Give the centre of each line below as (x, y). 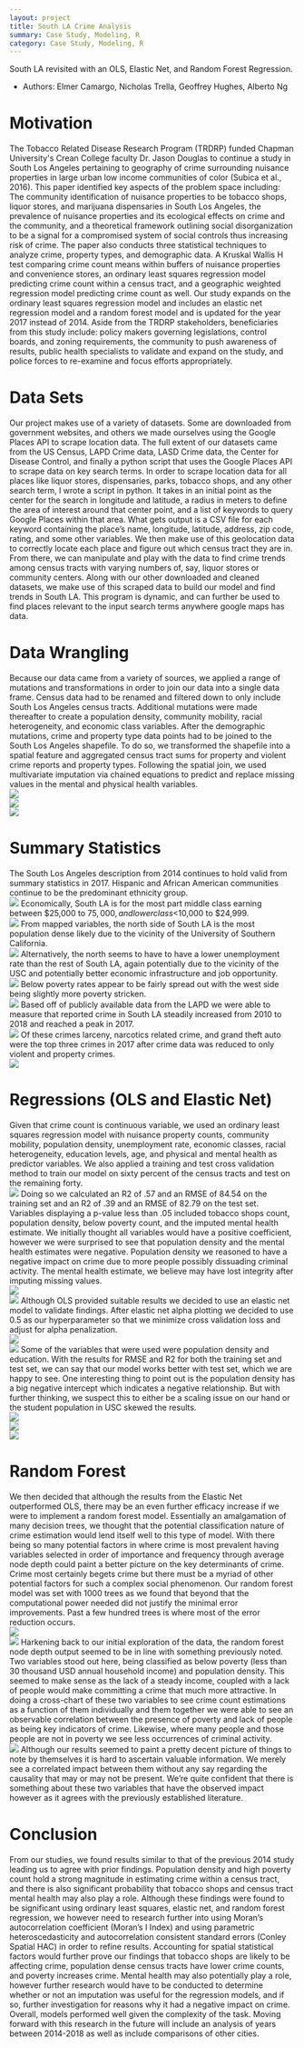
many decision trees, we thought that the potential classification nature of (147, 1525)
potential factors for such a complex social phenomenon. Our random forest (151, 1583)
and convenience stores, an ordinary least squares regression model (137, 275)
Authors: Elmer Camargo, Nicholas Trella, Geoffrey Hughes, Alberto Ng (155, 86)
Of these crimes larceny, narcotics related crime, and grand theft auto (151, 1034)
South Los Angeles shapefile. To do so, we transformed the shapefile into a (150, 745)
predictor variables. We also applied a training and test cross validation (142, 1164)
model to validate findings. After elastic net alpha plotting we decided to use (152, 1310)
